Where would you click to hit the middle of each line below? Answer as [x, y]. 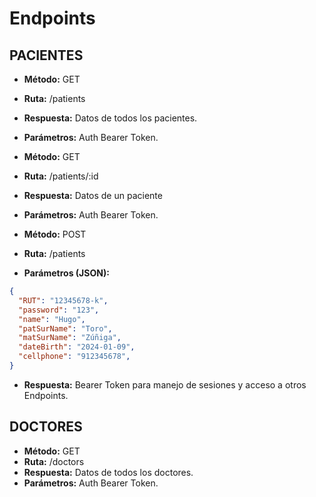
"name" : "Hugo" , [52, 319]
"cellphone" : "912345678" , [74, 357]
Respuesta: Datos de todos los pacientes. [110, 118]
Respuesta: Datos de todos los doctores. [108, 472]
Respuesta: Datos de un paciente [93, 195]
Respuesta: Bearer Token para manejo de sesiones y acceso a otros [165, 384]
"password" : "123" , [59, 310]
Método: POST [55, 234]
